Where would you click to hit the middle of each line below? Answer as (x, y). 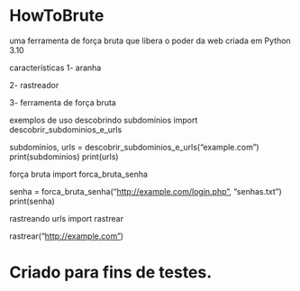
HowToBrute (57, 16)
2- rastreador (34, 85)
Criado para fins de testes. (111, 273)
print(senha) (32, 201)
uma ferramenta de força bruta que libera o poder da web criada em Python (150, 41)
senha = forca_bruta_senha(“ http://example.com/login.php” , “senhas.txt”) (145, 191)
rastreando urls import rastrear (67, 218)
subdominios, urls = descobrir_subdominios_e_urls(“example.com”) (134, 147)
